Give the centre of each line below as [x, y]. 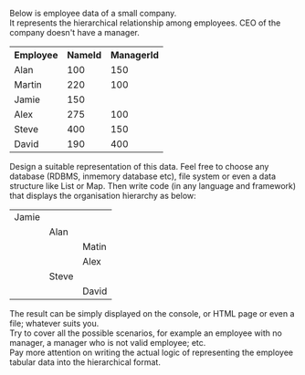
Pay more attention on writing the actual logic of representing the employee [152, 352]
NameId [84, 55]
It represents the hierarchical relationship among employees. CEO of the [145, 23]
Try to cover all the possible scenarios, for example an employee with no [146, 333]
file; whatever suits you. [54, 323]
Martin [28, 84]
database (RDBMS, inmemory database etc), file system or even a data [143, 176]
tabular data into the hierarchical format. [85, 362]
